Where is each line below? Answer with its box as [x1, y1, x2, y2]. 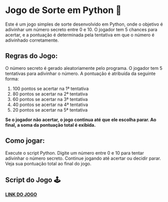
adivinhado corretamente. [5, 37, 59, 43]
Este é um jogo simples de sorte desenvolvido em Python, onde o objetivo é [5, 21, 163, 27]
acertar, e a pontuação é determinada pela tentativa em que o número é [5, 32, 155, 38]
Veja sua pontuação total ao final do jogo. [5, 160, 92, 166]
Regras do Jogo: [5, 52, 58, 60]
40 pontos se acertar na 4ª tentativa [12, 102, 88, 108]
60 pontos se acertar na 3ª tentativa [12, 96, 88, 102]
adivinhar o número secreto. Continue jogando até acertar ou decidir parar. [5, 155, 161, 161]
